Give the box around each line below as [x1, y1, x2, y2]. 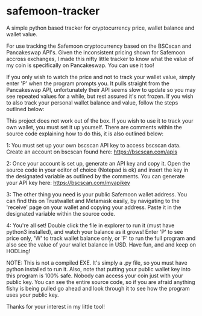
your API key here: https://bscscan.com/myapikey [6, 179, 131, 186]
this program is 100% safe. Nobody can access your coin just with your [6, 272, 183, 279]
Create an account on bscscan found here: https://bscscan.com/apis [6, 148, 178, 155]
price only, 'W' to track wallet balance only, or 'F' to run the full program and [6, 234, 196, 242]
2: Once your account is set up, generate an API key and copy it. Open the [6, 160, 191, 167]
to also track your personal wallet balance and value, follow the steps [6, 98, 178, 106]
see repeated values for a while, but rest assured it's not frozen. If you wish [6, 92, 194, 100]
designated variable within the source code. [6, 210, 116, 217]
